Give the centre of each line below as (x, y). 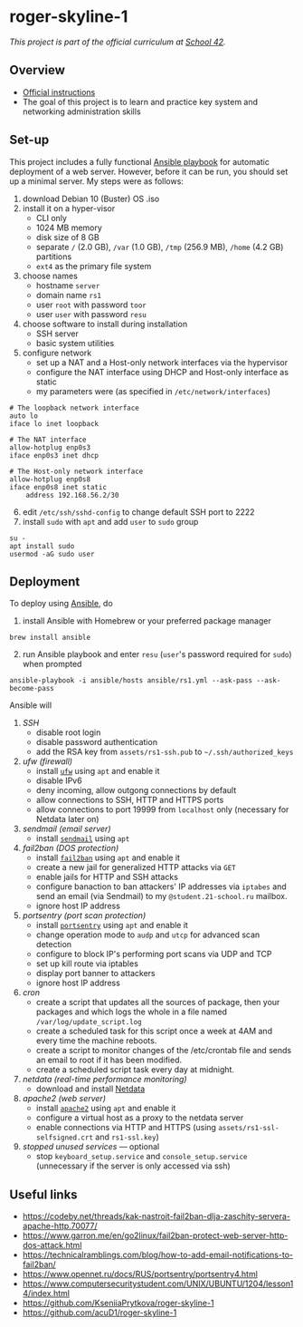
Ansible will (31, 705)
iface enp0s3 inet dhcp (54, 455)
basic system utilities (75, 343)
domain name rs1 (69, 295)
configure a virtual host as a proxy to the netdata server (140, 1118)
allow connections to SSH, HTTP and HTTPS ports (130, 800)
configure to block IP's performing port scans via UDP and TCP (154, 954)
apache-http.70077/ (60, 1226)
